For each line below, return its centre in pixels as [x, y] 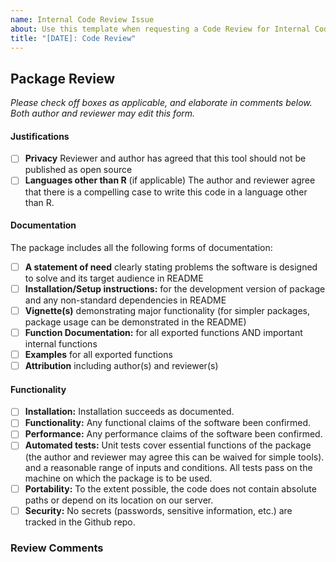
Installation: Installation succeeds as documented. [129, 412]
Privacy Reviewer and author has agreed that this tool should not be [165, 158]
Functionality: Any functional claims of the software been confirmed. [168, 423]
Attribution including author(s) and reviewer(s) [121, 366]
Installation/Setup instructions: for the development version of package [175, 288]
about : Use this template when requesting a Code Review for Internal [160, 29]
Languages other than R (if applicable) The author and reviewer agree [170, 180]
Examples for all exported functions [98, 354]
